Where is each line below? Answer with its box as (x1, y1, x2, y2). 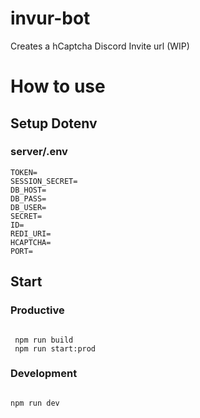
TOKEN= (10, 167, 38, 177)
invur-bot (10, 7, 91, 30)
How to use (10, 75, 106, 98)
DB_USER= (10, 202, 47, 212)
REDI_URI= (10, 228, 52, 239)
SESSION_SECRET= (10, 176, 78, 186)
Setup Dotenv (10, 115, 98, 132)
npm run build (14, 335, 74, 345)
